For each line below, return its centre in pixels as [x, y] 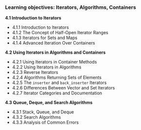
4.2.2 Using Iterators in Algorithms [47, 67]
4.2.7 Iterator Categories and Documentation [57, 93]
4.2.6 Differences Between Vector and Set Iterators [63, 88]
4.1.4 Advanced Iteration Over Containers [53, 43]
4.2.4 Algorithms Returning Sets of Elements [57, 78]
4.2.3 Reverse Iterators [35, 72]
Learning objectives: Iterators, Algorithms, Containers [71, 7]
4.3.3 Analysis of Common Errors [45, 122]
